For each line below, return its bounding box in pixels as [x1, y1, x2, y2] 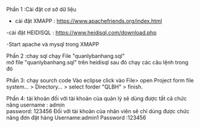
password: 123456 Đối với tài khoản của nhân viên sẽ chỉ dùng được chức [6, 108, 190, 114]
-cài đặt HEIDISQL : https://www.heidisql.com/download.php [6, 29, 157, 36]
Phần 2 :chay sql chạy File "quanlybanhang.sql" [6, 52, 125, 60]
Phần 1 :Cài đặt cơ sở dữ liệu [6, 6, 77, 13]
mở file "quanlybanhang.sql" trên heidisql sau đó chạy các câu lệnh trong [6, 59, 189, 66]
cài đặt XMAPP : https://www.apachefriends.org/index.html [14, 17, 163, 24]
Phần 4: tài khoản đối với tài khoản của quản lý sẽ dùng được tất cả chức [6, 95, 187, 102]
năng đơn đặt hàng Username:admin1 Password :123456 [6, 114, 146, 121]
